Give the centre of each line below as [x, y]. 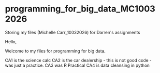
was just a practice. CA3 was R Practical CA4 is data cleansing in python [77, 65]
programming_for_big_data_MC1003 [80, 9]
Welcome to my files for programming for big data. [55, 51]
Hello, [11, 41]
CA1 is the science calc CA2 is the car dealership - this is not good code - [78, 60]
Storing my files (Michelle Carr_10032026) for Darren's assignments [73, 32]
